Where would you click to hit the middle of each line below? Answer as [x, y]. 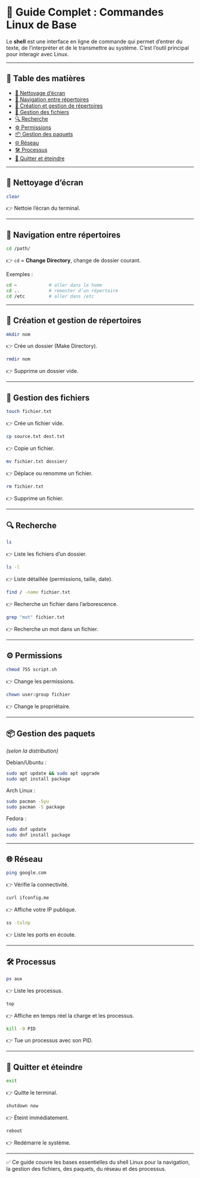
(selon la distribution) [32, 751]
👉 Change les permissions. [40, 681]
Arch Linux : [21, 791]
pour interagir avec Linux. [37, 54]
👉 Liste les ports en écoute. [41, 934]
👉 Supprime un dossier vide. [42, 371]
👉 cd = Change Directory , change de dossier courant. [74, 261]
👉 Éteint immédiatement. [38, 1118]
